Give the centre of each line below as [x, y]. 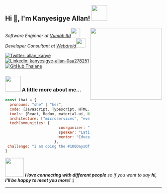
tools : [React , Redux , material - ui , [47, 114]
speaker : [68, 133]
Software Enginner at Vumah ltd [38, 35]
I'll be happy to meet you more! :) [40, 180]
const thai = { [21, 100]
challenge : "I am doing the [36, 146]
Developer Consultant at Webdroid [41, 46]
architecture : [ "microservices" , [44, 118]
